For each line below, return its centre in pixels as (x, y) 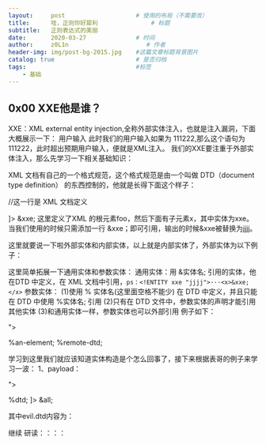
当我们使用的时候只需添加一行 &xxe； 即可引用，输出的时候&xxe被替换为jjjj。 (133, 228)
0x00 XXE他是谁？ (55, 109)
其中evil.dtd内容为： (41, 417)
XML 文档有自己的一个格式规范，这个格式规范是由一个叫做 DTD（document (131, 175)
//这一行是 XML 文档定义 (48, 202)
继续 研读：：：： (37, 433)
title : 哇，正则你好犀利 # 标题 (89, 23)
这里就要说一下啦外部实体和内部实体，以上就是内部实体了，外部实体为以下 (129, 245)
